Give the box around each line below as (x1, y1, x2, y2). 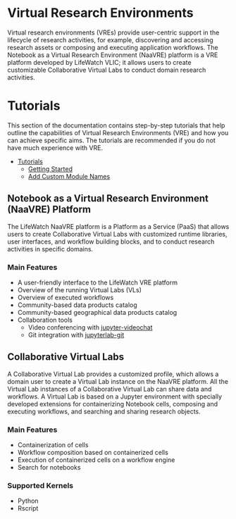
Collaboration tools (17, 315, 73, 324)
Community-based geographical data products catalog (17, 308, 178, 316)
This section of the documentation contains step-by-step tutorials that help (7, 121, 225, 130)
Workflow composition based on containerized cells (17, 449, 169, 457)
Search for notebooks (17, 463, 81, 472)
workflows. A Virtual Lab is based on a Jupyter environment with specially (7, 392, 223, 401)
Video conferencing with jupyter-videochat (27, 323, 153, 332)
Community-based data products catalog (17, 301, 137, 309)
